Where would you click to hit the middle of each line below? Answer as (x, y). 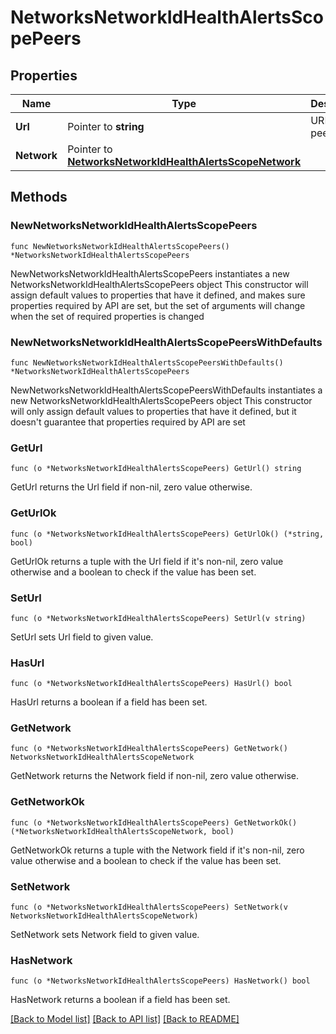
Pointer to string (106, 126)
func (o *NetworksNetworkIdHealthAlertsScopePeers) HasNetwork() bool (160, 981)
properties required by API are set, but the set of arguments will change (158, 305)
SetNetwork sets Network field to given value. (105, 935)
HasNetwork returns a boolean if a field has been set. (120, 1000)
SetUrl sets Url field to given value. (82, 637)
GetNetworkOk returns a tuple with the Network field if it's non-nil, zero (157, 850)
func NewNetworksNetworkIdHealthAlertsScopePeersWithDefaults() (147, 362)
